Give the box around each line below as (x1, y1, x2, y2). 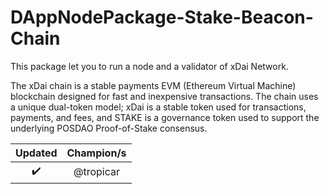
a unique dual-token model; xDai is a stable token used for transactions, (10, 101, 307, 113)
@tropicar (73, 165, 121, 179)
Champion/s (66, 146, 127, 160)
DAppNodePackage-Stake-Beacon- (10, 6, 314, 29)
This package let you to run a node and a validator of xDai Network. (10, 60, 289, 72)
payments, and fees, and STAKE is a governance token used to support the (10, 111, 320, 123)
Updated (15, 146, 58, 160)
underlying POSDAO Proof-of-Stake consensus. (10, 122, 208, 134)
